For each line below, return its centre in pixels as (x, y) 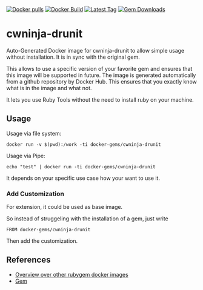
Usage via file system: (34, 133)
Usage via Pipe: (26, 156)
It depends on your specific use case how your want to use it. (83, 178)
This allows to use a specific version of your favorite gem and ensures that (99, 68)
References (28, 260)
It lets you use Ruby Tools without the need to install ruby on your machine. (100, 99)
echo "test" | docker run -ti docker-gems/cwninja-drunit (81, 166)
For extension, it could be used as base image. (65, 207)
